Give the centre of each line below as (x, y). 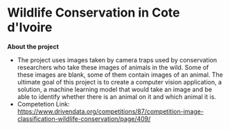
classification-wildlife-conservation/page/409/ (84, 118)
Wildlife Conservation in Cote (94, 13)
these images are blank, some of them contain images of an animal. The (120, 75)
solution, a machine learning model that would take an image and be (115, 89)
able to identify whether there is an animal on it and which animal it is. (117, 96)
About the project (33, 46)
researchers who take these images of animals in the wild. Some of (113, 67)
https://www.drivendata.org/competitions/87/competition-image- (110, 111)
